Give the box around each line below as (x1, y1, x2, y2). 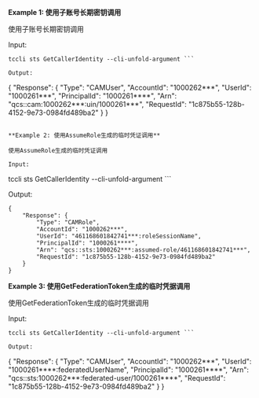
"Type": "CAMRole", (36, 219, 100, 227)
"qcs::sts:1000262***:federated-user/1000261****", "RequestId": (8, 374, 226, 382)
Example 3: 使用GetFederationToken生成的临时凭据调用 (8, 282, 191, 290)
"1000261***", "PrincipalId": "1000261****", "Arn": (8, 91, 177, 101)
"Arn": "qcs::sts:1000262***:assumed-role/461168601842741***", (36, 246, 251, 254)
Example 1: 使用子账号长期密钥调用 (8, 8, 122, 17)
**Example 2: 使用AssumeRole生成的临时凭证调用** (8, 131, 161, 139)
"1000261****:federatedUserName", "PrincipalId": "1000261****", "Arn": (8, 365, 250, 374)
